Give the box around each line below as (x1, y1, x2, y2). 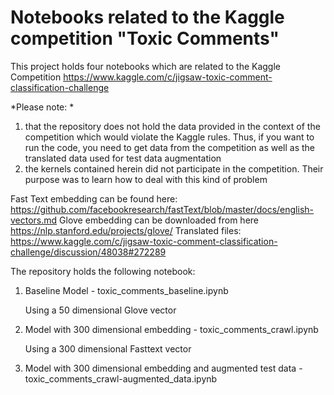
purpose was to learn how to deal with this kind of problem (24, 173, 268, 185)
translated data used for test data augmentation (24, 152, 222, 164)
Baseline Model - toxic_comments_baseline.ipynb (24, 284, 229, 296)
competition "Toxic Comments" (10, 27, 280, 50)
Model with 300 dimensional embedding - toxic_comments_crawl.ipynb (24, 323, 319, 335)
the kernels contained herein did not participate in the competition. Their (24, 162, 324, 175)
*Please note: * (10, 101, 75, 113)
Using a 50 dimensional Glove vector (24, 304, 177, 316)
